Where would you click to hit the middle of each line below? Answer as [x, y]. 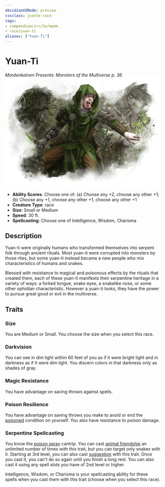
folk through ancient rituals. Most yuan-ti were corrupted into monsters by [80, 253]
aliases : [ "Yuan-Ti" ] [27, 36]
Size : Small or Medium [35, 210]
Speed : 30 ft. [26, 215]
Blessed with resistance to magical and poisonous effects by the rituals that [82, 273]
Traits [14, 309]
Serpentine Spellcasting [34, 433]
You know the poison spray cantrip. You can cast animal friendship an [76, 444]
